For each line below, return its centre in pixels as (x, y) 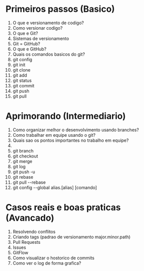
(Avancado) (30, 218)
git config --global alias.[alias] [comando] (55, 187)
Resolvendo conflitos (34, 232)
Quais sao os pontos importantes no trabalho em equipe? (71, 140)
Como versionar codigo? (38, 28)
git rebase (23, 177)
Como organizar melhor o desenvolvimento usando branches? (76, 130)
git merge (22, 161)
